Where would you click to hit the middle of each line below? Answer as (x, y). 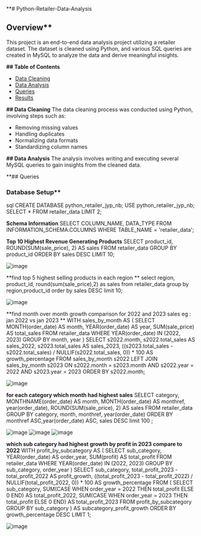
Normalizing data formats (46, 140)
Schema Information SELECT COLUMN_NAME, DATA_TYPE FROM (89, 223)
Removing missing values (46, 127)
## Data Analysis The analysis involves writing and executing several (92, 158)
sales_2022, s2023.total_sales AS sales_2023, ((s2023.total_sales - (90, 346)
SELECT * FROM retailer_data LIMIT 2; (54, 212)
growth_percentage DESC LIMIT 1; (49, 515)
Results (24, 97)
